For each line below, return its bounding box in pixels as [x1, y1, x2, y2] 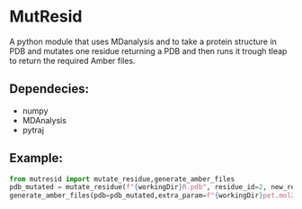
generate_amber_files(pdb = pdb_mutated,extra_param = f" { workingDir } [9, 191, 263, 200]
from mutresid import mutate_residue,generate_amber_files [9, 174, 235, 184]
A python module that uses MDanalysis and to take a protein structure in [9, 36, 277, 47]
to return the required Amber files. [9, 55, 137, 66]
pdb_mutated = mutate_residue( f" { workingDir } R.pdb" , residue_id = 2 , [9, 183, 268, 192]
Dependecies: [9, 81, 90, 96]
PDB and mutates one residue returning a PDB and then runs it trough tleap [9, 45, 288, 56]
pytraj [22, 124, 45, 135]
